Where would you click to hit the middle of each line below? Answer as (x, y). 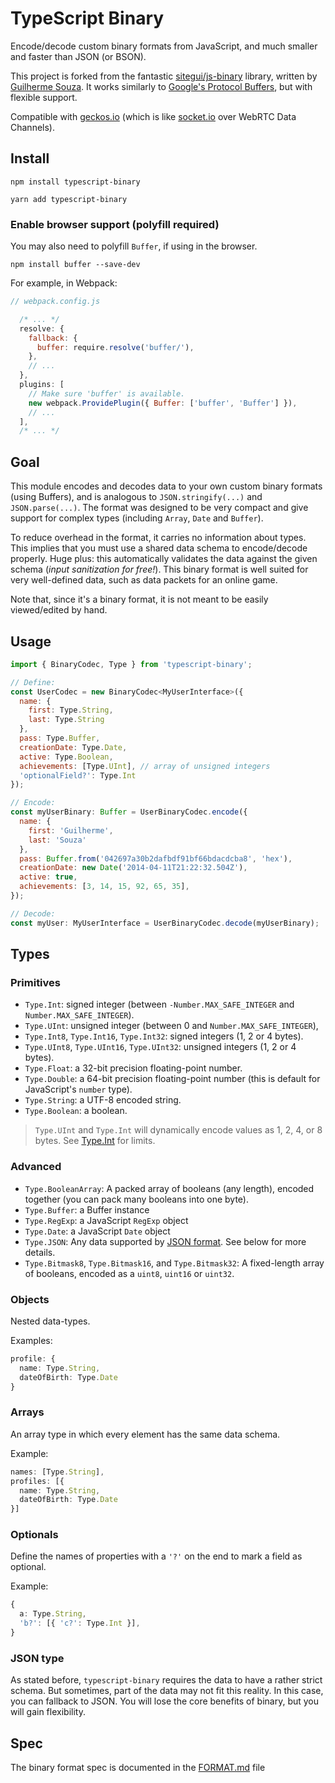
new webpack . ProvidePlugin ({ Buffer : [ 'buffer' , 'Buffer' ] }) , (163, 403)
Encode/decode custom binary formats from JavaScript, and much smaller (164, 46)
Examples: (31, 1340)
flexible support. (44, 97)
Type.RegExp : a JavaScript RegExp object (106, 1220)
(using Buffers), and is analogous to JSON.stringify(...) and (136, 497)
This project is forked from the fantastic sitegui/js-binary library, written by (164, 76)
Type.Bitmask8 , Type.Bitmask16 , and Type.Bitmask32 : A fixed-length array (174, 1263)
